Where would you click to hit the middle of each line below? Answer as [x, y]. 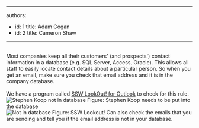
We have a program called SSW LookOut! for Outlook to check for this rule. [98, 94]
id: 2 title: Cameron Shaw [46, 33]
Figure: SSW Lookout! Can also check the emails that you [122, 112]
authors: [16, 15]
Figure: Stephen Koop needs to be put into [139, 100]
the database [22, 106]
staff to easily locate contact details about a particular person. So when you [98, 69]
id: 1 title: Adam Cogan [42, 27]
